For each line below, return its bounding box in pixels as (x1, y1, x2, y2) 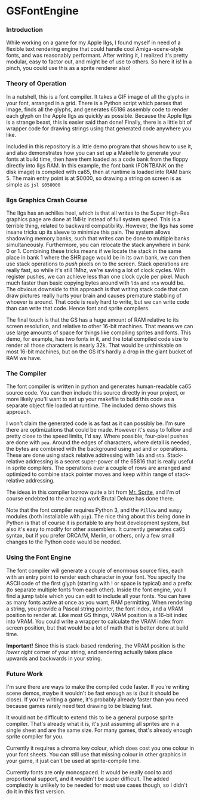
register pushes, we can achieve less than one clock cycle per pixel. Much (6, 273, 189, 280)
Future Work (6, 670, 43, 678)
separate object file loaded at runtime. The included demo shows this (6, 402, 177, 409)
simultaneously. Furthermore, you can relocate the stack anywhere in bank (6, 241, 190, 249)
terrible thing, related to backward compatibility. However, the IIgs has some (6, 222, 194, 230)
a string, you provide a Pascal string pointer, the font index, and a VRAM (6, 605, 183, 612)
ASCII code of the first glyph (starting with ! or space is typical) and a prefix (6, 579, 192, 587)
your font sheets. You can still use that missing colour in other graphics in (6, 750, 187, 758)
